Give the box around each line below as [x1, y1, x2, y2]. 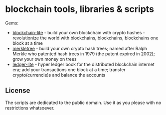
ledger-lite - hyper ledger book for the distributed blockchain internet [12, 61, 155, 67]
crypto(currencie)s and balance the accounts [12, 72, 106, 78]
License [5, 86, 30, 95]
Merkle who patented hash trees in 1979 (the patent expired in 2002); [12, 51, 155, 57]
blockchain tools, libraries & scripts [5, 3, 155, 15]
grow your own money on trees [12, 56, 77, 62]
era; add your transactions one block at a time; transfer [12, 66, 126, 73]
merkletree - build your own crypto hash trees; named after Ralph [12, 45, 148, 51]
